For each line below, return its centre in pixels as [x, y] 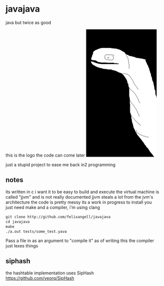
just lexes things [22, 245]
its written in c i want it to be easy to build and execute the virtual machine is [82, 192]
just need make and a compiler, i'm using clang [53, 207]
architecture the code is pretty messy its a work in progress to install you [79, 202]
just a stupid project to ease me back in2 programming [61, 164]
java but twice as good [28, 22]
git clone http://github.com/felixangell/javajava [58, 217]
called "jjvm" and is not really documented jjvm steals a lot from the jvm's [79, 197]
